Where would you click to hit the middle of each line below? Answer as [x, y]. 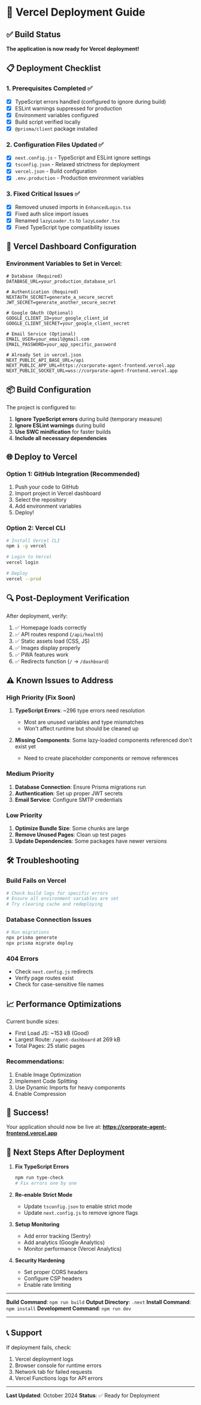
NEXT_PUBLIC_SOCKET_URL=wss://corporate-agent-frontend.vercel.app [92, 371]
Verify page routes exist [44, 978]
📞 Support [24, 1333]
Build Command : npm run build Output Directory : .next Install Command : [99, 1302]
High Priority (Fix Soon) [41, 697]
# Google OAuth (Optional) [40, 313]
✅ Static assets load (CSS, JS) [52, 641]
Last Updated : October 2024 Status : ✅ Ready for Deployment [83, 1395]
